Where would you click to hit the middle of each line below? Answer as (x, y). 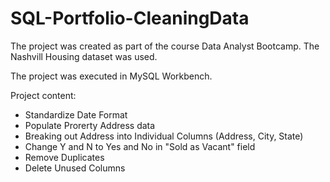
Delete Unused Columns (75, 168)
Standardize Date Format (76, 114)
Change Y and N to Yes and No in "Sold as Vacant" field (140, 146)
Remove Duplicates (64, 157)
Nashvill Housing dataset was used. (84, 56)
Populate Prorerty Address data (90, 125)
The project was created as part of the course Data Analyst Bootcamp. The (165, 46)
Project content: (43, 95)
